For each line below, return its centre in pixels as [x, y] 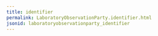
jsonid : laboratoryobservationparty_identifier [68, 23]
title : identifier [30, 12]
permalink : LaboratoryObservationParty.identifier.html [79, 18]
